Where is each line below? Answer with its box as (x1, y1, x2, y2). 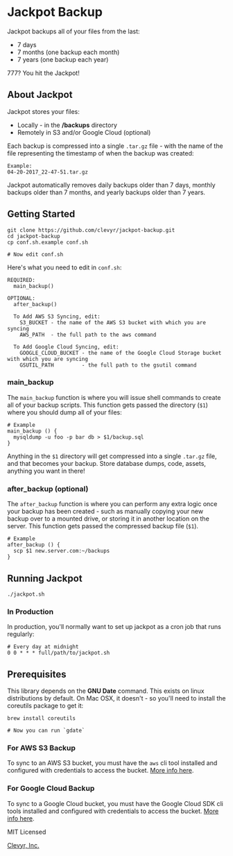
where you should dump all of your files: (7, 408, 123, 417)
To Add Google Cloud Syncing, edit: (13, 343, 119, 351)
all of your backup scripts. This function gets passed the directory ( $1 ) (7, 401, 208, 409)
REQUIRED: (7, 276, 36, 283)
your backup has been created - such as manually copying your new (7, 507, 203, 516)
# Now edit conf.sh (7, 251, 64, 258)
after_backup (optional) (7, 484, 89, 494)
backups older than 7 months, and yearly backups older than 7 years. (7, 188, 206, 196)
